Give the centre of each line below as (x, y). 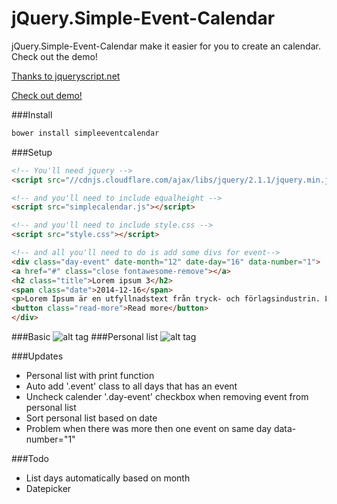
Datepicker (48, 489)
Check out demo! (47, 95)
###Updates (37, 356)
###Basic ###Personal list (85, 337)
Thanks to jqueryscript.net (66, 76)
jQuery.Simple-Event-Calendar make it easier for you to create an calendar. (166, 46)
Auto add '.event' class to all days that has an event (131, 386)
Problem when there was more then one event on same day (148, 429)
